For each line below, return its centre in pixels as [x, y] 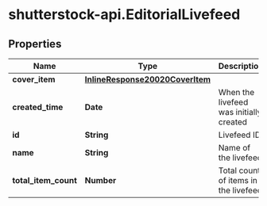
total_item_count [45, 180]
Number [101, 180]
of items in [238, 180]
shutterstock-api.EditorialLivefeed [124, 15]
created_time [38, 107]
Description [241, 66]
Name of [234, 148]
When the [236, 92]
